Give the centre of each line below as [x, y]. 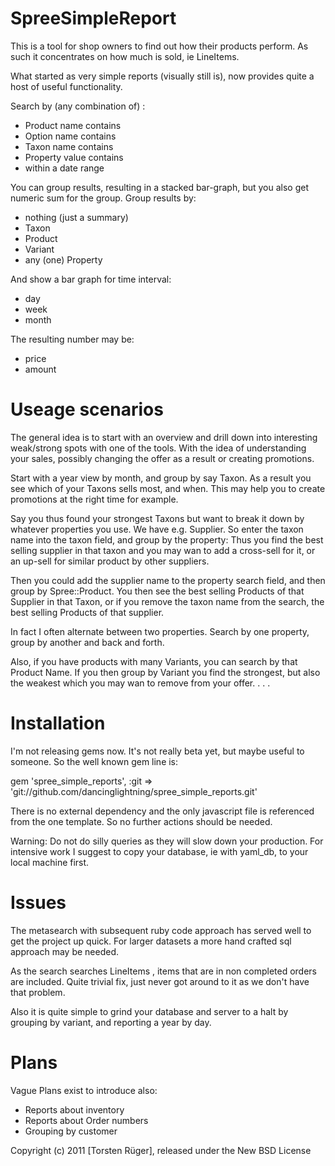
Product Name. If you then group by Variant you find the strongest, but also [165, 672]
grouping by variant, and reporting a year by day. [111, 1022]
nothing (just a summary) [76, 217]
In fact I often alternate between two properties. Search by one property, [160, 631]
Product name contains [73, 125]
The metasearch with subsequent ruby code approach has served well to [161, 930]
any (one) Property [63, 259]
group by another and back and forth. [87, 642]
